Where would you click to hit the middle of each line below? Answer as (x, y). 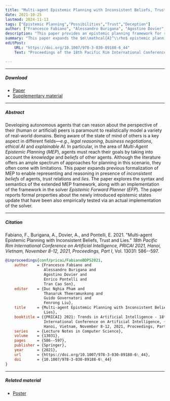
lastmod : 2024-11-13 (27, 19)
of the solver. (19, 206)
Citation (14, 222)
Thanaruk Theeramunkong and (73, 294)
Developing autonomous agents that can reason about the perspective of (81, 125)
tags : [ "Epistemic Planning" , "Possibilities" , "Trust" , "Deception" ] (78, 24)
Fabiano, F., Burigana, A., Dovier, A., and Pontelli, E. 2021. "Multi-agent (79, 235)
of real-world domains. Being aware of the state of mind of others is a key (82, 136)
